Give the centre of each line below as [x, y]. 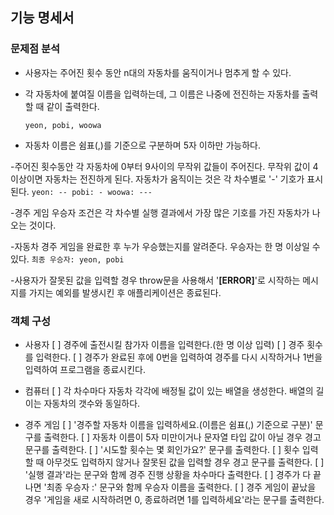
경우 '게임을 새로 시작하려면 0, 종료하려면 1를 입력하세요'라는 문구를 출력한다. [174, 499]
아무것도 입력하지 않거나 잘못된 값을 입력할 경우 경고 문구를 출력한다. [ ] [185, 462]
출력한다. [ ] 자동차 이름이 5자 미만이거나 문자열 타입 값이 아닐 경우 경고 [182, 437]
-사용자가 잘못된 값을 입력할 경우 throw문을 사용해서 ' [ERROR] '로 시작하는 [155, 280]
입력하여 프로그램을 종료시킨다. [85, 369]
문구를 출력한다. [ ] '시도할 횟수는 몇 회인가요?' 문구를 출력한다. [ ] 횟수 [162, 449]
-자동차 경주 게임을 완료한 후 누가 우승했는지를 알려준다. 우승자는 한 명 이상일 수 [165, 246]
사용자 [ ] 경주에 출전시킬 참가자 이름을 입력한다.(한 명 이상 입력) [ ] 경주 [164, 344]
